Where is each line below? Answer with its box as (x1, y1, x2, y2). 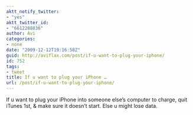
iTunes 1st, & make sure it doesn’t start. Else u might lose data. (6, 103, 158, 109)
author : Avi (6, 31, 35, 37)
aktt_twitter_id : (6, 19, 49, 25)
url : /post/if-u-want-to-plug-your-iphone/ (6, 80, 115, 86)
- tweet (6, 69, 25, 75)
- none (6, 42, 22, 48)
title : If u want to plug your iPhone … (6, 74, 107, 80)
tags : (6, 63, 19, 70)
